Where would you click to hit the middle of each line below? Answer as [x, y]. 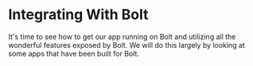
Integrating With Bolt [78, 15]
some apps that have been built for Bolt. [74, 53]
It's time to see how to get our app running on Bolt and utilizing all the [122, 37]
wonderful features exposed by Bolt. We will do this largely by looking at [127, 45]
